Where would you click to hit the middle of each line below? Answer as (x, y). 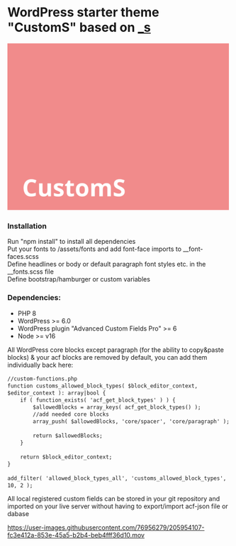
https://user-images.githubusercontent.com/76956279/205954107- (106, 528)
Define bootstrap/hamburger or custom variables (79, 279)
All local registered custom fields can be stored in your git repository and (114, 498)
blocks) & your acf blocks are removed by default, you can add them (107, 357)
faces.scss (23, 257)
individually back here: (40, 365)
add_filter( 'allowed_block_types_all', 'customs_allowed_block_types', (117, 478)
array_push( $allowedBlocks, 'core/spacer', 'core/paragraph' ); (131, 421)
